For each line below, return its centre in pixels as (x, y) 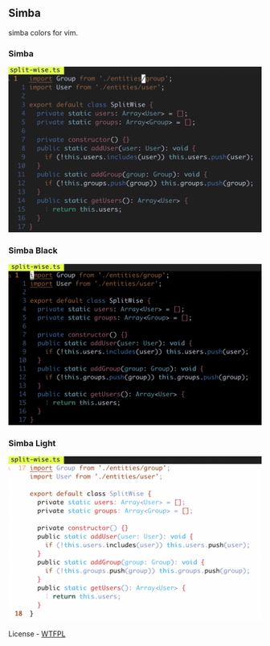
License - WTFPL (37, 634)
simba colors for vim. (43, 32)
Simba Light (32, 443)
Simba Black (33, 251)
